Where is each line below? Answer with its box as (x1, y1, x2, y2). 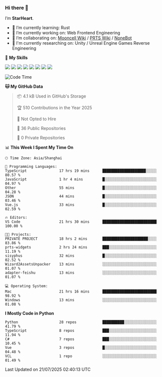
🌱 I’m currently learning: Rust (12, 25, 70, 31)
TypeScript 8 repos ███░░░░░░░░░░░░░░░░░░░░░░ (5, 328, 157, 333)
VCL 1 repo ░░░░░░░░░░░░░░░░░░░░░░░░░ (5, 354, 157, 359)
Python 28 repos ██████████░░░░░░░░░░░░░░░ (5, 320, 157, 325)
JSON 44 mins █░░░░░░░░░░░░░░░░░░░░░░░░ (5, 194, 157, 199)
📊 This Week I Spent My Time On (5, 145, 74, 150)
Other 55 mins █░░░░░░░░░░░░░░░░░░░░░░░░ (5, 185, 157, 191)
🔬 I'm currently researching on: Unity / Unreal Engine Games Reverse (12, 40, 150, 46)
